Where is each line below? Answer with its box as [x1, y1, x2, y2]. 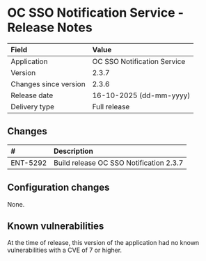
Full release [92, 102, 130, 111]
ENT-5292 [10, 158, 47, 168]
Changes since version [10, 79, 86, 88]
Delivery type [10, 102, 54, 111]
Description [53, 146, 94, 156]
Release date [10, 90, 54, 100]
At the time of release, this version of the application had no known [7, 239, 200, 247]
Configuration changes [7, 182, 110, 193]
